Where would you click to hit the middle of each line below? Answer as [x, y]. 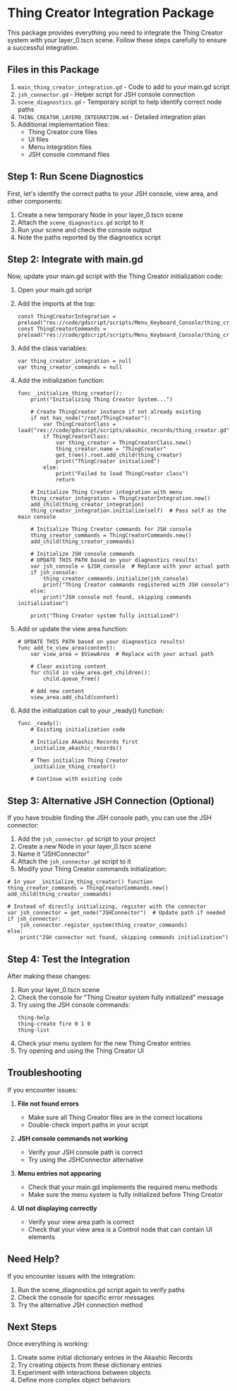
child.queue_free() [72, 679]
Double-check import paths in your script [88, 1125]
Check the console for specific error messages [86, 1297]
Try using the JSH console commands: [74, 1005]
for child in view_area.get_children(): [91, 673]
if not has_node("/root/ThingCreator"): [91, 418]
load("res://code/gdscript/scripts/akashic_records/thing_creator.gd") [125, 431]
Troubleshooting [45, 1073]
